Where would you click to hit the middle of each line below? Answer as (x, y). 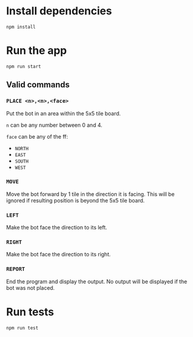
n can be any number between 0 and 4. (54, 125)
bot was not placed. (30, 287)
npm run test (22, 328)
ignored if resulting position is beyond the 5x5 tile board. (75, 200)
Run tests (30, 312)
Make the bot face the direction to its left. (57, 228)
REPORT (16, 269)
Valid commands (38, 85)
